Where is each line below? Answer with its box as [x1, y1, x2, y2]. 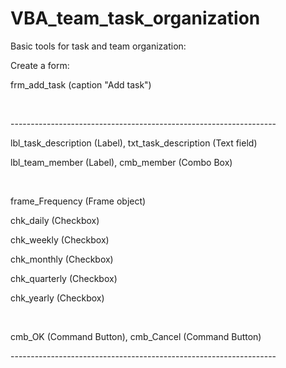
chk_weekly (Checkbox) [10, 233, 110, 246]
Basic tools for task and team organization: [10, 40, 187, 52]
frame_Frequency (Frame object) [10, 195, 147, 207]
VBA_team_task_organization [10, 7, 261, 30]
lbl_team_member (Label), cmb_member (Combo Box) [10, 156, 233, 168]
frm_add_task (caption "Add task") [10, 78, 152, 91]
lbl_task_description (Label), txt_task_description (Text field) [10, 137, 258, 149]
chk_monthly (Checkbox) [10, 253, 114, 265]
